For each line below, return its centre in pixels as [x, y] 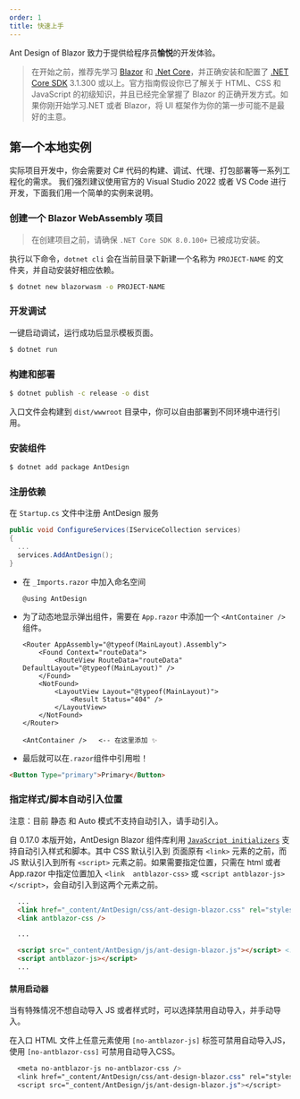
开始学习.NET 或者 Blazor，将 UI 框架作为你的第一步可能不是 [166, 105]
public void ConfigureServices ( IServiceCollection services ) [125, 530]
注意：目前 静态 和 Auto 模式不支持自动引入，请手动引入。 [116, 820]
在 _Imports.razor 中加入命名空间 [83, 581]
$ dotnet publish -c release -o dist [79, 393]
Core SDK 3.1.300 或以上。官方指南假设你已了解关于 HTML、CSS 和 [156, 82]
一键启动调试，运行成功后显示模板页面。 [83, 332]
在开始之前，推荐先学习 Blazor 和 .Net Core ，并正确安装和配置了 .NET [160, 72]
